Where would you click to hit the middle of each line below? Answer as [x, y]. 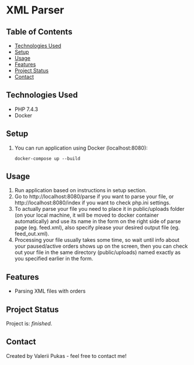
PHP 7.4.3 [26, 109]
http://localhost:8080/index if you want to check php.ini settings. [92, 203]
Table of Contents [39, 32]
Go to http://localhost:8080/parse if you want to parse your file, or [94, 197]
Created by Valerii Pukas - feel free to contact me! [66, 356]
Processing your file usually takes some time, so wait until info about [97, 240]
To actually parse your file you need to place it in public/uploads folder [100, 209]
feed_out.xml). [32, 234]
